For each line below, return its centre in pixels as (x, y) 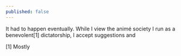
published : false (27, 12)
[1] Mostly (18, 46)
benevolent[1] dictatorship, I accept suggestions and (71, 35)
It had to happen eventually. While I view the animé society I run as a (91, 29)
